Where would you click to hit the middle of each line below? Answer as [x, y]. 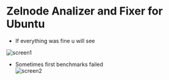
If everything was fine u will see [55, 41]
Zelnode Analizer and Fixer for [84, 11]
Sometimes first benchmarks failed [59, 64]
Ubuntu [26, 24]
